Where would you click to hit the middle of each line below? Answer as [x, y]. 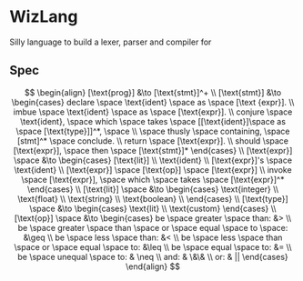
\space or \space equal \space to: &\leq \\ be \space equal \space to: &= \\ [153, 246]
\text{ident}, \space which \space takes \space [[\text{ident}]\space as [153, 121]
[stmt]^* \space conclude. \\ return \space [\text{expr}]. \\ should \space [153, 140]
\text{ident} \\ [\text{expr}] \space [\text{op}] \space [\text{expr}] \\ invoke [153, 169]
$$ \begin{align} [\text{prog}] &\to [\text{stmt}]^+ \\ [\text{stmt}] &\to [153, 92]
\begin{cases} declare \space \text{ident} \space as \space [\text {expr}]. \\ [153, 102]
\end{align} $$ [153, 266]
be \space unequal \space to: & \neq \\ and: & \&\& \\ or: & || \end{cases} [153, 256]
